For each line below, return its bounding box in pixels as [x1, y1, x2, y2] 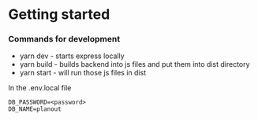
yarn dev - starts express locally [19, 51, 125, 60]
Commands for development [8, 34, 121, 45]
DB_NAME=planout [8, 105, 62, 113]
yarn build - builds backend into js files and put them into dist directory [19, 60, 250, 69]
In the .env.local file [8, 83, 72, 93]
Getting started [8, 5, 110, 24]
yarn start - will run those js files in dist [19, 68, 147, 78]
